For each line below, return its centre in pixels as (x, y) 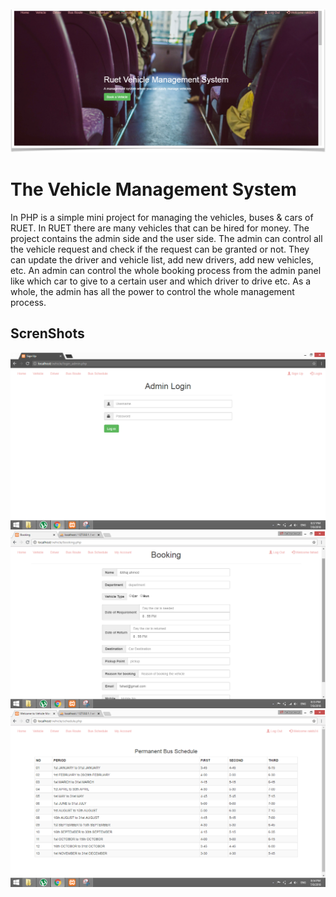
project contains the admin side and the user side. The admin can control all (166, 238)
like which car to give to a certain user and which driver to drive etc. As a (161, 281)
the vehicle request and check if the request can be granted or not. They (160, 249)
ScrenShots (47, 333)
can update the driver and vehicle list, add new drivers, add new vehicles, (162, 259)
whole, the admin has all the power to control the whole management (152, 291)
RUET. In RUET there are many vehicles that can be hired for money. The (160, 228)
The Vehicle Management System (153, 189)
